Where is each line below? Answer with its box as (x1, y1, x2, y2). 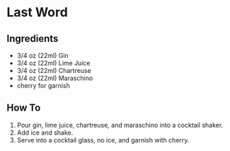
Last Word (6, 4, 68, 21)
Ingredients (6, 33, 59, 45)
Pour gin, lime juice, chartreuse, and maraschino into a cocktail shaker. (16, 121, 224, 129)
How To (6, 102, 41, 114)
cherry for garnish (16, 82, 70, 89)
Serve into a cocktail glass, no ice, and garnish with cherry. (16, 135, 190, 144)
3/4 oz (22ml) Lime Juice (16, 59, 91, 67)
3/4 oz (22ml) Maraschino (16, 74, 93, 82)
